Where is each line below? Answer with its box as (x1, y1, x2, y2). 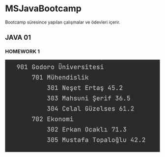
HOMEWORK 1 (5, 48, 40, 55)
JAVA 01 (5, 33, 31, 42)
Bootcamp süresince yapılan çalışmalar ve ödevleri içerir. (5, 19, 120, 25)
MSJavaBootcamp (5, 3, 82, 14)
